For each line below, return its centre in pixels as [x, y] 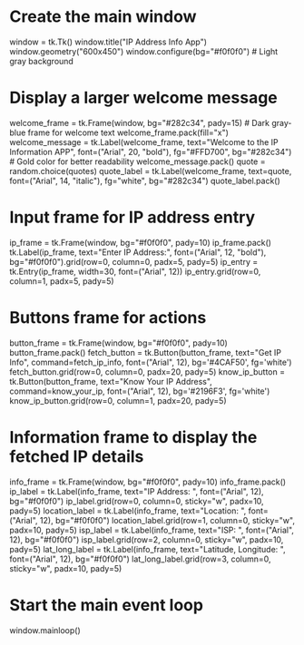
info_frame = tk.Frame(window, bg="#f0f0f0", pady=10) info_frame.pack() [148, 482]
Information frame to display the [133, 437]
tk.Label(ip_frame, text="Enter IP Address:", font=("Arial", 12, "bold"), [138, 252]
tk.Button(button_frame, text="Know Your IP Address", [111, 381]
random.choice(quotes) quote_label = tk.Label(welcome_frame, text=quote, [151, 171]
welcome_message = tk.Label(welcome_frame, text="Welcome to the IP [144, 142]
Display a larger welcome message [144, 98]
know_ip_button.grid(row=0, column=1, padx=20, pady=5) [118, 400]
